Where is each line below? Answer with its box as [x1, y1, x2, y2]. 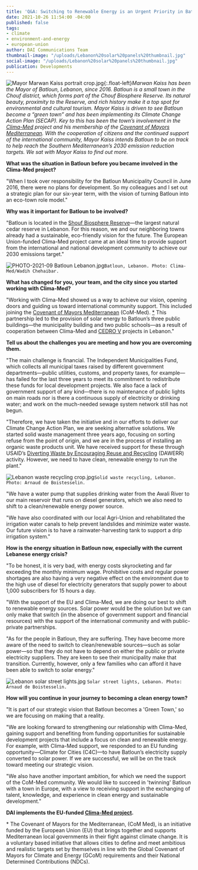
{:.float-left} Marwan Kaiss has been [103, 80, 191, 87]
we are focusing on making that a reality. [6, 712, 105, 720]
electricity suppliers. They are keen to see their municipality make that [6, 654, 177, 661]
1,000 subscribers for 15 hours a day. [6, 587, 96, 595]
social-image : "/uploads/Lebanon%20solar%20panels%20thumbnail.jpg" [6, 58, 178, 64]
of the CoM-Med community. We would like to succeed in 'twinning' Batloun [6, 779, 192, 786]
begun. [6, 407, 24, 414]
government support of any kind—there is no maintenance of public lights [6, 388, 186, 395]
